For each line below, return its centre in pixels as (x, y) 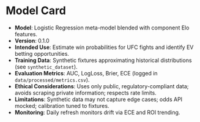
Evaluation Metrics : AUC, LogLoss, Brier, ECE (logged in (86, 73)
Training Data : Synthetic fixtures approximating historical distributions (103, 60)
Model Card (36, 11)
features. (26, 34)
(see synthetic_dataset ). (46, 67)
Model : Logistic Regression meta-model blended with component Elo (102, 28)
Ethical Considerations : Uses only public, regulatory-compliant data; (102, 86)
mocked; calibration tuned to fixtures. (62, 105)
